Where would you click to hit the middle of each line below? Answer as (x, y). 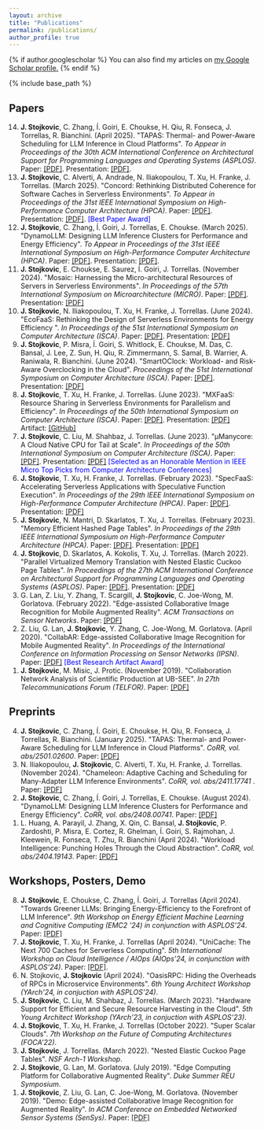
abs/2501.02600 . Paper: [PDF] (70, 755)
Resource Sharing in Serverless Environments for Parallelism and (125, 403)
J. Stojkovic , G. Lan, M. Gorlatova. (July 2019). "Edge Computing (125, 1067)
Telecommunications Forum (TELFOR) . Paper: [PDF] (104, 687)
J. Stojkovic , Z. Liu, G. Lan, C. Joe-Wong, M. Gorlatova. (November (129, 1092)
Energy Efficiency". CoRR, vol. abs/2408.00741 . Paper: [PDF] (119, 814)
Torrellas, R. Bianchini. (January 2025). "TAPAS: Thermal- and (121, 739)
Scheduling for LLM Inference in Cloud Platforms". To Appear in (123, 144)
